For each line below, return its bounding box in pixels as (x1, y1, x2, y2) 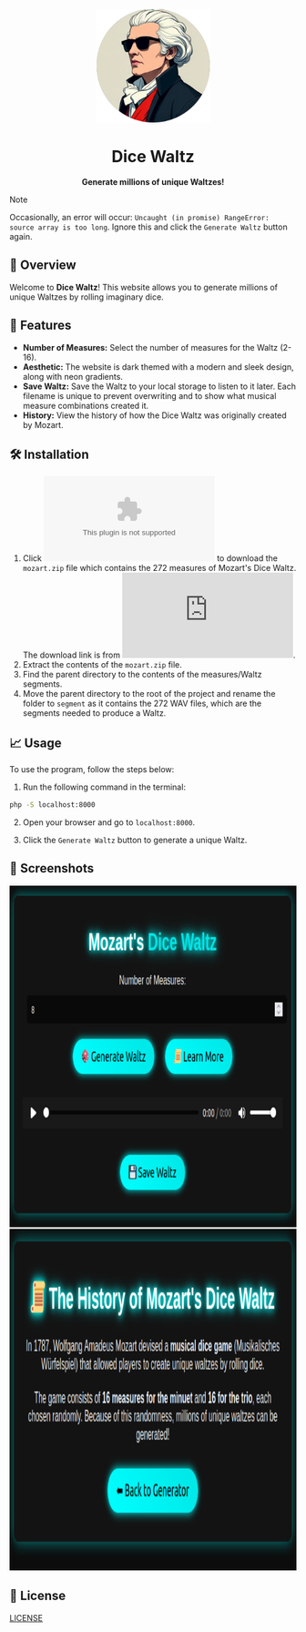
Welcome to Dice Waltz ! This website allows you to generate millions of (9, 281, 279, 292)
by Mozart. (22, 419, 64, 430)
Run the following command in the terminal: (22, 781, 187, 792)
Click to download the (22, 553, 278, 564)
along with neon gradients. (22, 371, 123, 382)
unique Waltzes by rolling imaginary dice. (9, 291, 164, 302)
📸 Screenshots (9, 861, 95, 876)
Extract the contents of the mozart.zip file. (22, 659, 182, 670)
